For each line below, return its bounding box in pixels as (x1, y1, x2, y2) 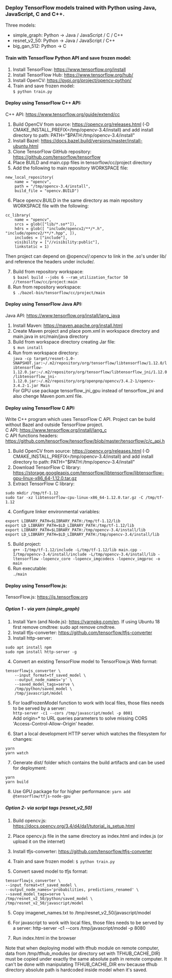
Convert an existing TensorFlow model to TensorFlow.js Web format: (12, 659, 158, 665)
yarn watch (5, 751, 29, 756)
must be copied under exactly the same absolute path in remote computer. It (5, 956, 167, 962)
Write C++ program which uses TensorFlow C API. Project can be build (5, 416, 156, 423)
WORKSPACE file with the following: (12, 202, 89, 209)
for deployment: (12, 765, 47, 771)
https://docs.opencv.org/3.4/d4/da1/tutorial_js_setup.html (12, 823, 135, 829)
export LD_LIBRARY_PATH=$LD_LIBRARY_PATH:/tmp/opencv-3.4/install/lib (5, 532, 160, 538)
